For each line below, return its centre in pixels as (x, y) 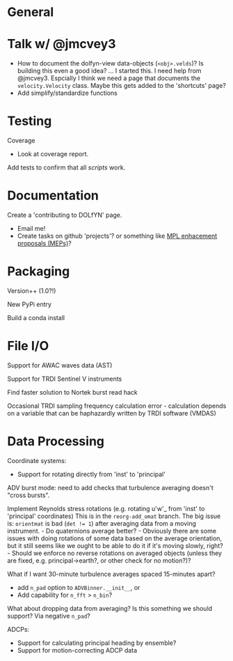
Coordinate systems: (37, 460)
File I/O (28, 346)
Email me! (31, 228)
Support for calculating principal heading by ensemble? (97, 643)
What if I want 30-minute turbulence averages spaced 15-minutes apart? (111, 574)
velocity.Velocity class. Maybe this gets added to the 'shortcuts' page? (121, 86)
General (31, 12)
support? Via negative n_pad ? (49, 616)
